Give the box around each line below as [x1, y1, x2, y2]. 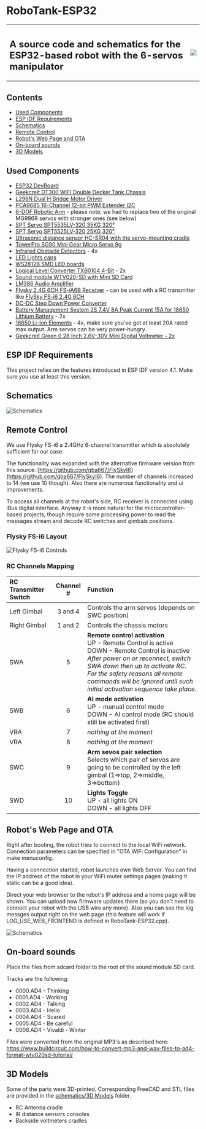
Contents [6, 92, 43, 103]
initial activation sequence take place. [87, 685, 197, 693]
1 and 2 [57, 621, 80, 630]
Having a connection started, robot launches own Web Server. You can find [6, 866, 197, 873]
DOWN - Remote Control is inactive [87, 647, 190, 655]
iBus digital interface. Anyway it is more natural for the [6, 504, 143, 511]
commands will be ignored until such [87, 677, 193, 686]
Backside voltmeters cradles [15, 1117, 88, 1124]
